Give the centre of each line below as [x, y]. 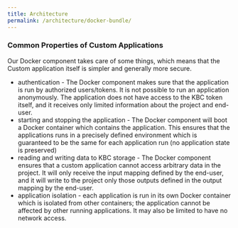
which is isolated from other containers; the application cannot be [114, 202]
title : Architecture [38, 14]
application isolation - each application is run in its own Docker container [124, 195]
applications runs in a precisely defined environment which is [107, 135]
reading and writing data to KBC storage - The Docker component [114, 158]
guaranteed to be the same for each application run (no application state [124, 142]
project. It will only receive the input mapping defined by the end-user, [120, 173]
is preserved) [37, 150]
